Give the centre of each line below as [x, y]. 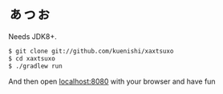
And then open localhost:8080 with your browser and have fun [112, 81]
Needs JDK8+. [33, 36]
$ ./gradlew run [35, 66]
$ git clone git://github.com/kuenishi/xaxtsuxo [91, 51]
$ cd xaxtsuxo [32, 58]
